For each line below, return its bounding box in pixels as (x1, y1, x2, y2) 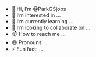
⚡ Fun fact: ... (11, 45, 44, 52)
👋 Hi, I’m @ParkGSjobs (11, 6, 66, 12)
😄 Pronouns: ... (11, 39, 49, 46)
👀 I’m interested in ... (11, 12, 61, 19)
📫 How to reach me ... (11, 31, 66, 37)
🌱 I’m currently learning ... (11, 18, 74, 24)
